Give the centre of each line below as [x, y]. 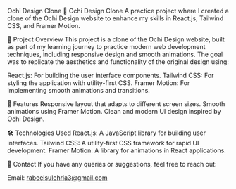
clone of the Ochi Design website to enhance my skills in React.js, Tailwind [116, 18]
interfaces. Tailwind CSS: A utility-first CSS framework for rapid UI [103, 143]
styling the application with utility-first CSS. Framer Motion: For [99, 83]
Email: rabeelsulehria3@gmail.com [57, 178]
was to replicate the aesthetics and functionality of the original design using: [118, 62]
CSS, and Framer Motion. [44, 26]
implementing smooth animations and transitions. [79, 90]
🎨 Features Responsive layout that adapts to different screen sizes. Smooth [116, 104]
